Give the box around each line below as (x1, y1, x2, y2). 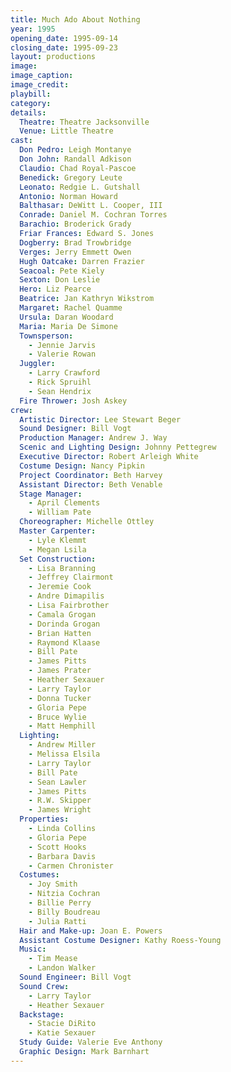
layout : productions (10, 52, 97, 62)
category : (10, 98, 52, 108)
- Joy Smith (28, 879, 78, 890)
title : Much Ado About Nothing (10, 14, 141, 25)
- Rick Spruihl (28, 377, 92, 387)
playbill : (10, 89, 52, 99)
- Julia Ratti (28, 916, 87, 926)
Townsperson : (19, 331, 74, 341)
